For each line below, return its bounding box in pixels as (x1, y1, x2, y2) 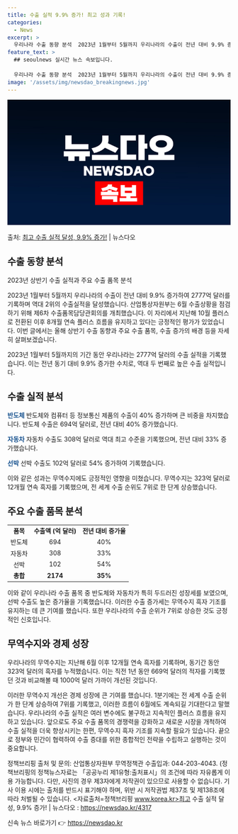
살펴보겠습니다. (14, 335, 57, 344)
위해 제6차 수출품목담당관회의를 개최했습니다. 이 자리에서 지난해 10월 (20, 308, 211, 317)
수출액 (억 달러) (33, 526, 76, 535)
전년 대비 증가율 (82, 526, 126, 535)
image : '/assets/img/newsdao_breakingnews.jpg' (7, 79, 151, 86)
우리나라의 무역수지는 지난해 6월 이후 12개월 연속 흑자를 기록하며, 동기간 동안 (7, 658, 220, 666)
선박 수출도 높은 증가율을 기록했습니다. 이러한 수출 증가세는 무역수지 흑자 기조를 (7, 597, 227, 606)
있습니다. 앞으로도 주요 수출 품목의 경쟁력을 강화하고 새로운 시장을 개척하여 (20, 717, 227, 726)
